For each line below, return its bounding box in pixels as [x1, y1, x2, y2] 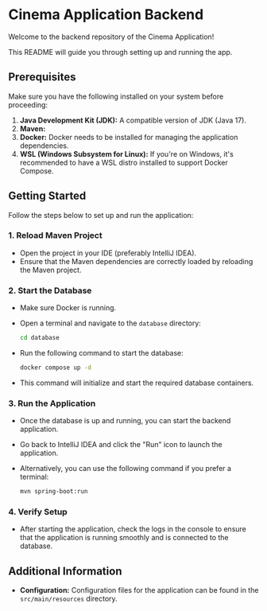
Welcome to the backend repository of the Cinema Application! [8, 32, 215, 41]
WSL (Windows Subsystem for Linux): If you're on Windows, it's [19, 149, 234, 158]
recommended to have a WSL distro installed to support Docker [19, 158, 229, 167]
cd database [19, 334, 60, 342]
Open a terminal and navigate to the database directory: [19, 318, 201, 328]
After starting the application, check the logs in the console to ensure [19, 524, 246, 534]
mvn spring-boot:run [19, 488, 88, 496]
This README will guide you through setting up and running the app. [8, 47, 233, 56]
